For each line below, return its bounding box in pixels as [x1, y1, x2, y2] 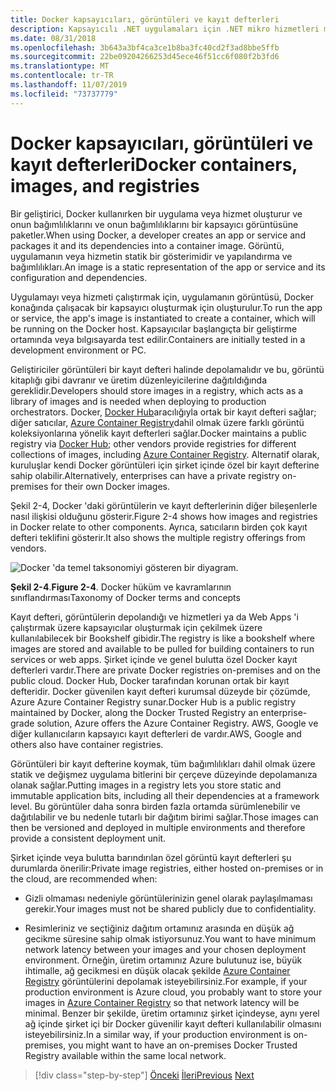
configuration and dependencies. [10, 271, 148, 283]
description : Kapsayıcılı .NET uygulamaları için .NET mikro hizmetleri [10, 24, 320, 34]
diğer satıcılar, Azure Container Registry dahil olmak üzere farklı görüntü [10, 416, 305, 428]
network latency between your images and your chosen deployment [24, 943, 307, 955]
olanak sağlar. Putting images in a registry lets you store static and [10, 779, 282, 791]
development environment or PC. [10, 344, 147, 356]
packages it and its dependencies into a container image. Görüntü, [10, 239, 285, 251]
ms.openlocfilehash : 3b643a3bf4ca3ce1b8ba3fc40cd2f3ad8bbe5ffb [10, 42, 280, 53]
